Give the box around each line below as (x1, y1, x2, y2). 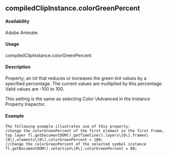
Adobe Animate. (5, 29, 39, 35)
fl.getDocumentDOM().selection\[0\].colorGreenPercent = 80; (5, 146, 138, 151)
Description (5, 64, 31, 70)
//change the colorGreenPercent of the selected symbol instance (5, 142, 146, 147)
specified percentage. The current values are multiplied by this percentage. (5, 81, 163, 87)
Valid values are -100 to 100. (5, 86, 64, 92)
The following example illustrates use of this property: (5, 124, 130, 129)
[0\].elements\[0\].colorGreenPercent (5, 137, 87, 142)
